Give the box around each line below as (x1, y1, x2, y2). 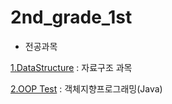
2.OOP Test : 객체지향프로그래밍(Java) (10, 82, 163, 95)
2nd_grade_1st (10, 6, 133, 29)
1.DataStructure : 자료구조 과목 (10, 61, 133, 73)
